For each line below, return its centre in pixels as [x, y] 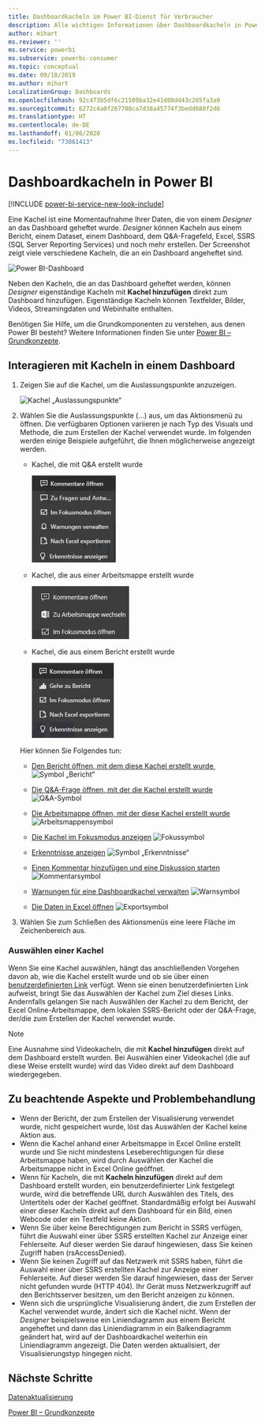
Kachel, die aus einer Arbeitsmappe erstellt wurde [113, 575]
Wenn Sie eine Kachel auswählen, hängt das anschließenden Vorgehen [123, 968]
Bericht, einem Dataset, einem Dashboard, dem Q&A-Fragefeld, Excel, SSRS [132, 236]
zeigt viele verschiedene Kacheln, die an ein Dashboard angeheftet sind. [126, 252]
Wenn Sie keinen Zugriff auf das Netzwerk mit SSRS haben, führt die [131, 1261]
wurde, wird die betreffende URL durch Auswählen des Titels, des [127, 1193]
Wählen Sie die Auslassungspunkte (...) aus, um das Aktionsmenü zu [131, 415]
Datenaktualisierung [41, 1397]
